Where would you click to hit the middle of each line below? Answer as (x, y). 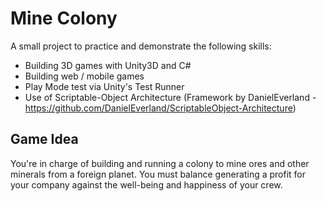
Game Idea (44, 139)
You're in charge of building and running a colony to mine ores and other (160, 163)
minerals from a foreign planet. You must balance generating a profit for (158, 174)
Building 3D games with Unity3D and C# (108, 65)
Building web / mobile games (84, 76)
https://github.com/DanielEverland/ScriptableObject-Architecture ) (160, 108)
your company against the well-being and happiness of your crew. (146, 184)
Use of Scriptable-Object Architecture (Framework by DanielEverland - (170, 97)
